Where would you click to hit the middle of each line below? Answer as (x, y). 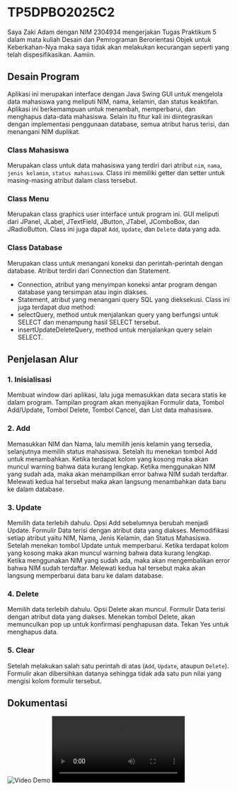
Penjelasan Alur (43, 360)
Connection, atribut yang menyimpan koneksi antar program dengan (117, 284)
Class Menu (28, 198)
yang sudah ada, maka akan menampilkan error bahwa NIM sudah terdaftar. (118, 474)
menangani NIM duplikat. (44, 131)
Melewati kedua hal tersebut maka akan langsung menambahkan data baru (117, 481)
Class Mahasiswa (38, 150)
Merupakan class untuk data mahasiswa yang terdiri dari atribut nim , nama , (115, 166)
